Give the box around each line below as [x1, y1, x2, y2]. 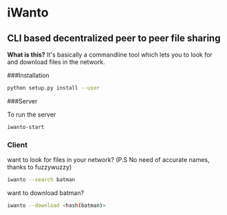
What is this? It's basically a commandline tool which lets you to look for [7, 50, 213, 59]
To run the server [7, 110, 56, 119]
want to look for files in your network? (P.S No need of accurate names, [7, 156, 210, 164]
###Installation [7, 71, 50, 79]
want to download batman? [7, 188, 85, 197]
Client [7, 140, 28, 150]
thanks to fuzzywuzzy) [7, 163, 72, 172]
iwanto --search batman [7, 176, 76, 183]
